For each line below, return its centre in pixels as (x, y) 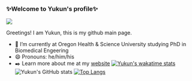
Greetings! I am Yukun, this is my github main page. (69, 33)
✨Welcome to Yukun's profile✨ (52, 9)
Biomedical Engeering (42, 51)
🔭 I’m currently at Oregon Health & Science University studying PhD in (100, 44)
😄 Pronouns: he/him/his (44, 57)
